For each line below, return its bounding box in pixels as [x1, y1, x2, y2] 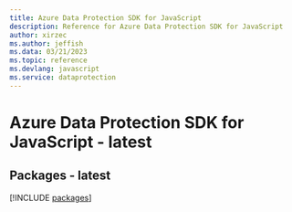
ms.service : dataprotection [9, 73, 117, 82]
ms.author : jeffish [9, 38, 84, 48]
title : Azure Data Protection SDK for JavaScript [9, 13, 203, 23]
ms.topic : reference [9, 56, 89, 65]
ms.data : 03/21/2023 [9, 48, 89, 57]
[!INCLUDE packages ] [9, 192, 92, 203]
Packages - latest [9, 168, 111, 184]
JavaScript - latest [9, 132, 152, 152]
